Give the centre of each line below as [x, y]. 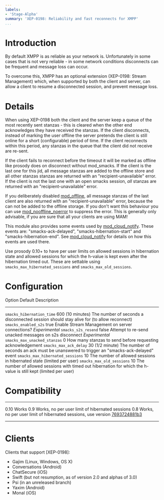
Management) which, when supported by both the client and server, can [78, 82]
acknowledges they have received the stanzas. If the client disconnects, [78, 130]
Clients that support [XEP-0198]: [38, 452]
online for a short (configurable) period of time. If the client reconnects [76, 141]
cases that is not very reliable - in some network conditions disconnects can [82, 62]
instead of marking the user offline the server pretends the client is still [76, 135]
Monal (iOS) [24, 493]
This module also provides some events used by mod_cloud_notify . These [79, 226]
